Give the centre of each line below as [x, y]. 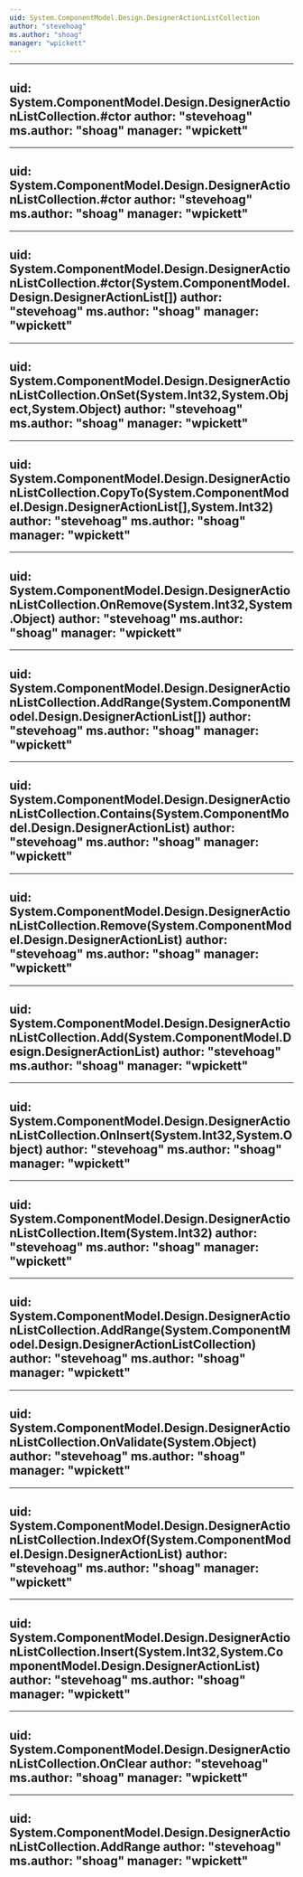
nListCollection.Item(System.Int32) [111, 1233]
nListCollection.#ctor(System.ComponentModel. [150, 283]
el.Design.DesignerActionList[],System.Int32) [141, 507]
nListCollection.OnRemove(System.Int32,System [151, 604]
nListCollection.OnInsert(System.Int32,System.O [151, 1135]
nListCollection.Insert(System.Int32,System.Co [147, 1651]
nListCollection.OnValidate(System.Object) [133, 1443]
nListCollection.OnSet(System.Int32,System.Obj [149, 396]
